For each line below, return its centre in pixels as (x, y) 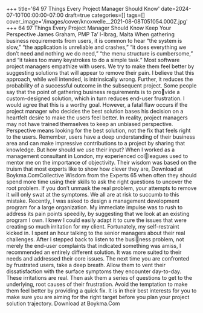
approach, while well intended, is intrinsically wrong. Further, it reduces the (100, 79)
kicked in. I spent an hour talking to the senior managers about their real (96, 233)
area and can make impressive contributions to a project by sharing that (96, 143)
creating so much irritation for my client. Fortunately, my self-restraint (93, 226)
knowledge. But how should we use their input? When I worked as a (91, 150)
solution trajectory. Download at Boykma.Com (63, 303)
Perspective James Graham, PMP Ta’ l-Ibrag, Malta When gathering (91, 34)
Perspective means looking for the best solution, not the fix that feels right (98, 130)
